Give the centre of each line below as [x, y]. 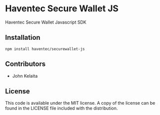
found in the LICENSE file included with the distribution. [61, 108]
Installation [23, 38]
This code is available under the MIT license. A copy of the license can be [80, 103]
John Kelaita [25, 76]
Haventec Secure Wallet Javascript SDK [46, 22]
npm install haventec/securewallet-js [45, 49]
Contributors [25, 64]
